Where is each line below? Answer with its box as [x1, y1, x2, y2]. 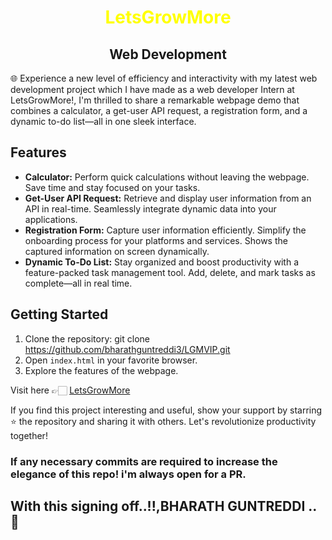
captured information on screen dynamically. [24, 245, 210, 257]
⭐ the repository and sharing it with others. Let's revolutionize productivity [10, 415, 317, 427]
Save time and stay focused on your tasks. [24, 181, 201, 193]
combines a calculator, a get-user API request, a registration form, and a [10, 105, 308, 116]
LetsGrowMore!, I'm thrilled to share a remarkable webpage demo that [10, 94, 300, 106]
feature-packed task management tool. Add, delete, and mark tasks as [24, 266, 316, 278]
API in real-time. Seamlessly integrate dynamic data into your [24, 202, 277, 215]
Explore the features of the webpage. [24, 364, 179, 376]
